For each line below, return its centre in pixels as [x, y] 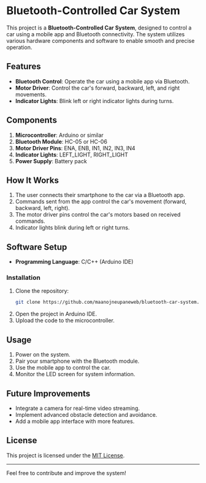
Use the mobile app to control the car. [63, 368]
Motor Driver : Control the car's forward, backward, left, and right [97, 88]
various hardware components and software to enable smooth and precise [101, 41]
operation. [19, 47]
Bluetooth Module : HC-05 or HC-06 [61, 141]
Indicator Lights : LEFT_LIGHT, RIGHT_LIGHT [72, 155]
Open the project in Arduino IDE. [56, 314]
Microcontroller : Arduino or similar [59, 135]
